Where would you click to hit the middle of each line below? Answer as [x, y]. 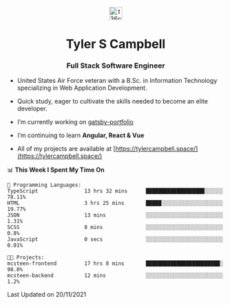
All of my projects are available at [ [66, 149]
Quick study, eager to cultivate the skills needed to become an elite [113, 101]
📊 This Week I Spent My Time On [56, 170]
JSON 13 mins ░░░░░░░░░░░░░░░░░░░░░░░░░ [115, 215]
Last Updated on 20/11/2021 [47, 295]
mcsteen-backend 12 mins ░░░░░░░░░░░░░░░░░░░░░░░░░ [115, 276]
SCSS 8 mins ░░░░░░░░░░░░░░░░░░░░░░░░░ [115, 228]
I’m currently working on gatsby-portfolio [75, 122]
